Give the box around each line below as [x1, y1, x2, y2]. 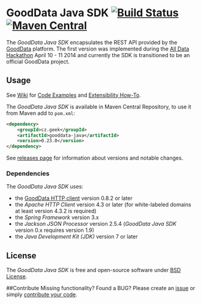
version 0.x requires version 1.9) [14, 226, 95, 234]
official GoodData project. [6, 58, 70, 65]
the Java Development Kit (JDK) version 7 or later [14, 233, 138, 240]
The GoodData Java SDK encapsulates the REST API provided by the [6, 39, 178, 46]
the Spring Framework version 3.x [14, 214, 99, 221]
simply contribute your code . [6, 291, 77, 298]
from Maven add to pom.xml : [6, 109, 75, 117]
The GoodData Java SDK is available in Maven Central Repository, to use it [6, 103, 191, 110]
